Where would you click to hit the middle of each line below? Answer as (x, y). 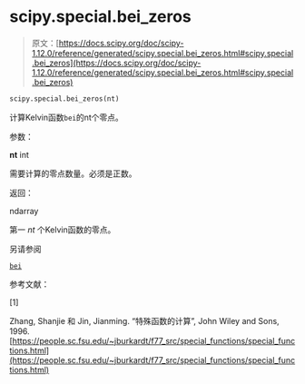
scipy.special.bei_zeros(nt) (64, 98)
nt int (20, 154)
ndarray (24, 211)
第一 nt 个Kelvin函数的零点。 (63, 230)
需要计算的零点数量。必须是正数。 (73, 173)
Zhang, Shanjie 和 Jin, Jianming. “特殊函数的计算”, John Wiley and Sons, (144, 320)
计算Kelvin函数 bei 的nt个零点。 (67, 117)
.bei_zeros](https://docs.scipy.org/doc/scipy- (116, 63)
